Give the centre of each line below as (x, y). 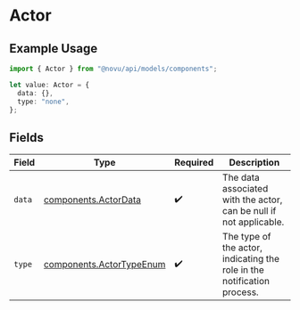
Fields (27, 138)
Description (254, 163)
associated (245, 189)
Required (194, 163)
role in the (243, 270)
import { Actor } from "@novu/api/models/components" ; (113, 69)
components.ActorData (92, 200)
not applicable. (253, 222)
